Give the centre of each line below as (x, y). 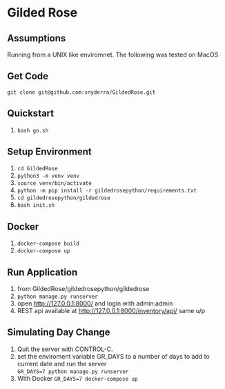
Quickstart (31, 113)
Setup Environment (49, 152)
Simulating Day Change (59, 332)
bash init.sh (36, 206)
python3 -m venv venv (48, 176)
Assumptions (37, 38)
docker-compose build (48, 244)
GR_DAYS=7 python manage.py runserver (73, 371)
